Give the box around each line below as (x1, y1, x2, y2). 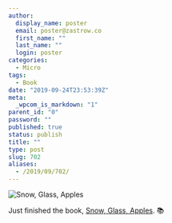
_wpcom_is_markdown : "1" (15, 101, 98, 109)
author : (8, 11, 34, 20)
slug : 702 (8, 153, 42, 161)
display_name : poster (15, 19, 88, 27)
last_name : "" (15, 42, 62, 50)
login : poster (15, 49, 62, 57)
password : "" (8, 116, 52, 124)
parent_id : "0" (8, 109, 59, 117)
